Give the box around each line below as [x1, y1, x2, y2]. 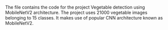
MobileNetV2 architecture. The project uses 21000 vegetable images [5, 9, 148, 15]
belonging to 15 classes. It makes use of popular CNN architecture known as [5, 15, 163, 20]
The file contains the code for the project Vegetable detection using [5, 4, 145, 10]
